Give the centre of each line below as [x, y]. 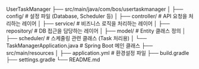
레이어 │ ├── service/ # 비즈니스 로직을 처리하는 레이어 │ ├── [96, 23]
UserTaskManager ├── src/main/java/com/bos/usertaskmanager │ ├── [95, 9]
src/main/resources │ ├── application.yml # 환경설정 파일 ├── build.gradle [98, 53]
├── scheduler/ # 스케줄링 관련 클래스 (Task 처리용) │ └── [77, 38]
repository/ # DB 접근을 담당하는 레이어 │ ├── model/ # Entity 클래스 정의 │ [96, 31]
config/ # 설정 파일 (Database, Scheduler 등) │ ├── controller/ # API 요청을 [97, 16]
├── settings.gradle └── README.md [53, 60]
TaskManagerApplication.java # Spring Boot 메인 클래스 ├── [80, 45]
